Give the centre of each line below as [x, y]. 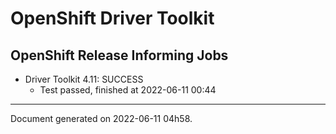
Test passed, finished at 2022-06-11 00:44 [128, 90]
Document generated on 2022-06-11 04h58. [101, 118]
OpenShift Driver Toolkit [112, 18]
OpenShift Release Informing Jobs [119, 55]
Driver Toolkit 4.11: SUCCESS [84, 79]
